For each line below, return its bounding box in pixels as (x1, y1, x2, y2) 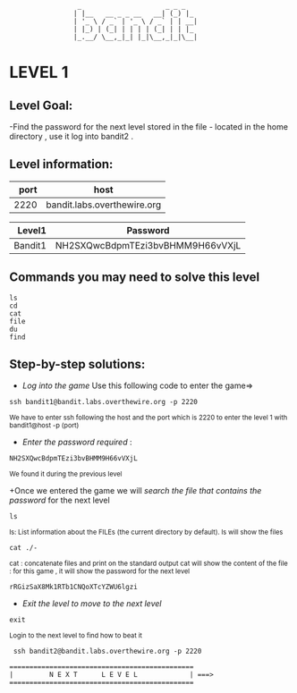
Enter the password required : (21, 436, 132, 448)
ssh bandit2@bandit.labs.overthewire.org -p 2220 (13, 647, 202, 656)
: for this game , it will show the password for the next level (9, 567, 191, 576)
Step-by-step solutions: (9, 357, 146, 372)
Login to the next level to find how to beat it (9, 631, 143, 640)
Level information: (9, 156, 114, 172)
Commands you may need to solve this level (9, 270, 260, 285)
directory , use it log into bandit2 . (9, 131, 134, 141)
